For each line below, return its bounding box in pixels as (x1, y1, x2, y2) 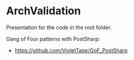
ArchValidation (6, 4, 81, 18)
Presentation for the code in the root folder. (6, 24, 112, 31)
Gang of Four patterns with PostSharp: (6, 35, 101, 42)
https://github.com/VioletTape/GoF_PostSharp (14, 46, 128, 54)
